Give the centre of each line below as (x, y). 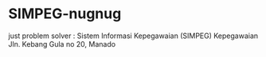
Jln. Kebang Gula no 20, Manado (62, 44)
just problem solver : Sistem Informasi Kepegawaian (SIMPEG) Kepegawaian (133, 36)
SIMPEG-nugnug (65, 14)
